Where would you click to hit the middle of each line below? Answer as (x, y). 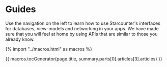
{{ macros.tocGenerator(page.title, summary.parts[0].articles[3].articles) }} (84, 58)
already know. (20, 39)
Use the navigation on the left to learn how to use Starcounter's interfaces (83, 23)
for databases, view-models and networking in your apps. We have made (82, 28)
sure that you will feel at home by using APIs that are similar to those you (81, 34)
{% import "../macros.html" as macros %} (49, 49)
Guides (21, 9)
